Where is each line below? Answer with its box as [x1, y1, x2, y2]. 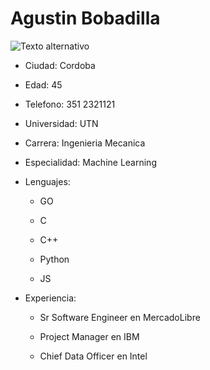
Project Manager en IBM [39, 330, 140, 342]
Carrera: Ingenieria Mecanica [24, 137, 146, 149]
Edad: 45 [24, 78, 63, 91]
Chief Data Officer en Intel [39, 350, 148, 362]
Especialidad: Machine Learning [24, 156, 157, 168]
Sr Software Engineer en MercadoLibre [39, 311, 201, 323]
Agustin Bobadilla [10, 7, 161, 30]
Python [39, 253, 70, 265]
